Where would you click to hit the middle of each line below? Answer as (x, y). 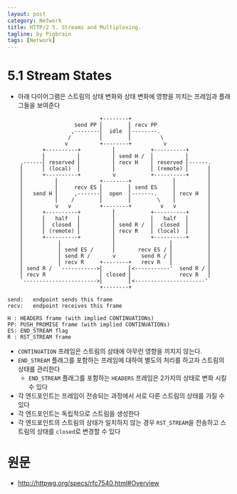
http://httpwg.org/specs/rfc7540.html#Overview (88, 483)
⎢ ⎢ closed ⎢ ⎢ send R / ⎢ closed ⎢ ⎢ (116, 225)
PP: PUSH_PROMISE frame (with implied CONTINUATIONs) (89, 325)
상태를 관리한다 (39, 369)
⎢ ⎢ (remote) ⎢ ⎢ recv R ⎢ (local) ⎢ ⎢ (116, 231)
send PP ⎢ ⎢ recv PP (116, 125)
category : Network (35, 21)
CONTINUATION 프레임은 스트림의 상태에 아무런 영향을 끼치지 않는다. (110, 351)
